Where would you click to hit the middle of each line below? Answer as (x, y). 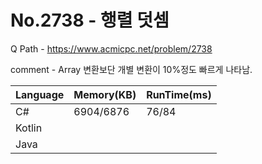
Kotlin (29, 128)
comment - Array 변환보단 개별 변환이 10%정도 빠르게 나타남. (131, 69)
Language (40, 94)
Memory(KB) (105, 94)
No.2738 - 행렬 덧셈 (90, 20)
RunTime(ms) (179, 94)
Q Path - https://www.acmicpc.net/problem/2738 (111, 48)
